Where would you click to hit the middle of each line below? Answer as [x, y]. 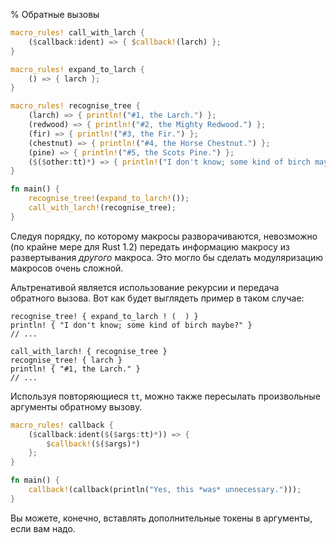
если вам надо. [43, 528]
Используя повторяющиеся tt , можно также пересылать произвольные [165, 396]
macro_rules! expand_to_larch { [77, 69]
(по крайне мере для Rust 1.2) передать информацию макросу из [150, 246]
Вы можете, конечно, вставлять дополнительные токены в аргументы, [161, 518]
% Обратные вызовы [55, 14]
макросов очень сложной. [67, 268]
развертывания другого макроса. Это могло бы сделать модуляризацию [166, 257]
